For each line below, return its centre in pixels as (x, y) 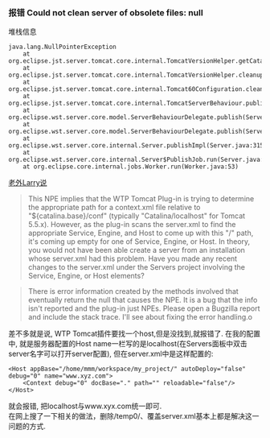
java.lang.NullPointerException (62, 47)
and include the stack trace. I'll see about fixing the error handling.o (140, 317)
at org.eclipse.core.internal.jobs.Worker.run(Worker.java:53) (131, 167)
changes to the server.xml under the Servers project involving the (136, 267)
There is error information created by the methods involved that (133, 291)
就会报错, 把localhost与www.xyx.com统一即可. (85, 406)
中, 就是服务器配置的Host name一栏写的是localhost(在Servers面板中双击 (128, 344)
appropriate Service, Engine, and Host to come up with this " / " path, (141, 233)
